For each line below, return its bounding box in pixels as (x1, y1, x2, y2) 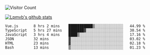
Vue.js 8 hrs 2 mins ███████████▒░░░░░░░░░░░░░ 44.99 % (5, 24, 146, 28)
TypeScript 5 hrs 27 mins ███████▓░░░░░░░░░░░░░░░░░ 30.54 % (5, 28, 146, 33)
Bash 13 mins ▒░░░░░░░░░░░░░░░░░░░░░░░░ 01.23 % (5, 45, 146, 50)
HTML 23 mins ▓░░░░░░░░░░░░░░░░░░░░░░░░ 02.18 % (5, 41, 146, 46)
